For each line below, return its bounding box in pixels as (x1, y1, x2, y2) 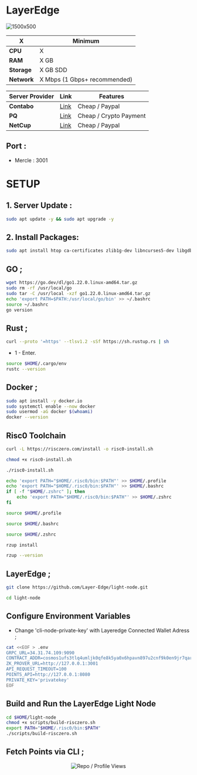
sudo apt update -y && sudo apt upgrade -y (6, 216, 114, 222)
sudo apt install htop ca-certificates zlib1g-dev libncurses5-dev (6, 248, 175, 254)
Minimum (72, 36, 100, 45)
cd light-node (6, 595, 41, 601)
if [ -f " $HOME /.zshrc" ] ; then (6, 489, 85, 495)
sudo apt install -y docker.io (6, 398, 83, 404)
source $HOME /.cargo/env (6, 361, 67, 367)
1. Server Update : (6, 201, 72, 211)
